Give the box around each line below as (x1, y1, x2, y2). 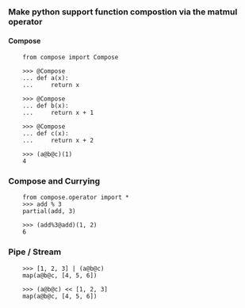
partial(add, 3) (22, 207, 77, 215)
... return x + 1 (22, 109, 94, 117)
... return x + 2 (22, 137, 94, 145)
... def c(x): (22, 130, 69, 138)
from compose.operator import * (22, 193, 129, 202)
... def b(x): (22, 102, 69, 110)
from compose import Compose (22, 54, 119, 62)
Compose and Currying (8, 176, 101, 187)
